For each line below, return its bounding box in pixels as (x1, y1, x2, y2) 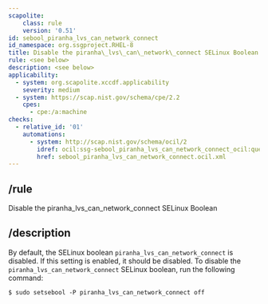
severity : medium (22, 85, 81, 94)
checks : (8, 116, 34, 124)
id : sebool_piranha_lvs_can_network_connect (8, 34, 159, 42)
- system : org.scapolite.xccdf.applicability (15, 78, 170, 86)
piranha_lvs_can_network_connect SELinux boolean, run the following (8, 264, 235, 274)
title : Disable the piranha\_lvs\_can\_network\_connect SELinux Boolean (8, 49, 259, 57)
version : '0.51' (22, 26, 77, 34)
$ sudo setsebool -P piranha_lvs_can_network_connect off (8, 288, 205, 296)
